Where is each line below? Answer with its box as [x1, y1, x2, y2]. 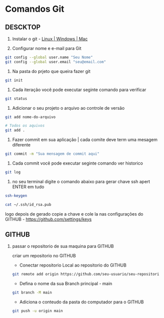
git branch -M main [12, 290, 52, 295]
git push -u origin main [12, 309, 63, 314]
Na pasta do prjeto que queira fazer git [12, 68, 91, 74]
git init [5, 77, 23, 83]
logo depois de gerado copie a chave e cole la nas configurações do [5, 211, 143, 217]
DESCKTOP [5, 23, 41, 31]
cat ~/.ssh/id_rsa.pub [5, 202, 51, 207]
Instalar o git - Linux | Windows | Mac [12, 36, 88, 42]
